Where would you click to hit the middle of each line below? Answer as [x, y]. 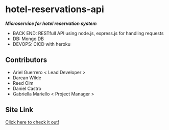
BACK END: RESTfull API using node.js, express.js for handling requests [88, 33]
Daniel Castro [27, 88]
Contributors [26, 60]
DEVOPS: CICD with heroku [41, 44]
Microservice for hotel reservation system [51, 23]
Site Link [19, 110]
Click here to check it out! [32, 122]
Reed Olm [23, 83]
